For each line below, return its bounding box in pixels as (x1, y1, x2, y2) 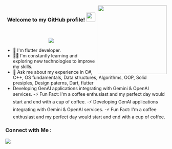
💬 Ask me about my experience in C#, (12, 69, 93, 75)
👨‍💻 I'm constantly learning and (12, 53, 78, 59)
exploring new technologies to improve (12, 58, 95, 65)
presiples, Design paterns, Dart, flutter (12, 80, 94, 86)
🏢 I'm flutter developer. (12, 47, 61, 53)
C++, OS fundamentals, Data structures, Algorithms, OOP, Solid (12, 74, 147, 81)
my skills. (12, 63, 33, 70)
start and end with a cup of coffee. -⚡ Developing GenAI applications (12, 99, 158, 105)
